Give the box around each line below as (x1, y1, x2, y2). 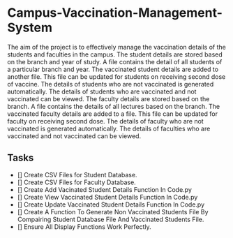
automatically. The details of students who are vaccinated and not (7, 87, 197, 96)
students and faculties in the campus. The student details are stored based (7, 50, 223, 59)
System (7, 20, 53, 36)
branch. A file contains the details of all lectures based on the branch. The (7, 102, 220, 110)
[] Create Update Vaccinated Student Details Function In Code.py (17, 200, 205, 209)
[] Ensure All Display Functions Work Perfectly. (17, 222, 151, 231)
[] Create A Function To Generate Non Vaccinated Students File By (17, 207, 209, 216)
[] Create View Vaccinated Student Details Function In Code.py (17, 193, 198, 201)
